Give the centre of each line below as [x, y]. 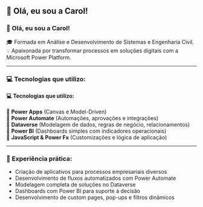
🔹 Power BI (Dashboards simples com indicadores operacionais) [86, 131]
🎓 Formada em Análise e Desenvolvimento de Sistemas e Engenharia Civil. [100, 42]
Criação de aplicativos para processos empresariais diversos [91, 172]
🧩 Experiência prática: [39, 159]
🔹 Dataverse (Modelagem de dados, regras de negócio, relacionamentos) [98, 124]
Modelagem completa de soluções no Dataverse [75, 185]
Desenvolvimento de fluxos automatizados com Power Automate [95, 178]
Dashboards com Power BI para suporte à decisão [78, 191]
